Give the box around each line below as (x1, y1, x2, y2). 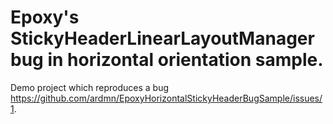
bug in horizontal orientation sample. (10, 49, 324, 71)
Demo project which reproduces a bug (10, 81, 170, 93)
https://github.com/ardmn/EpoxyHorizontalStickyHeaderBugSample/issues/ (10, 92, 323, 104)
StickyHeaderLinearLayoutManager (10, 27, 315, 50)
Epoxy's (10, 6, 80, 29)
